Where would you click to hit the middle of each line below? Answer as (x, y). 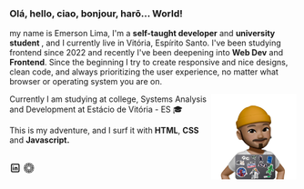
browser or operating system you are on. (86, 82)
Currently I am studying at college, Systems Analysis (108, 99)
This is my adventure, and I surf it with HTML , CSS (104, 131)
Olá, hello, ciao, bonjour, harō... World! (96, 14)
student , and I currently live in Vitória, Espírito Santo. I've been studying (146, 43)
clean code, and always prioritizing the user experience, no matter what (144, 72)
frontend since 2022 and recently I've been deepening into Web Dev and (147, 53)
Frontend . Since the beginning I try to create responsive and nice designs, (149, 63)
